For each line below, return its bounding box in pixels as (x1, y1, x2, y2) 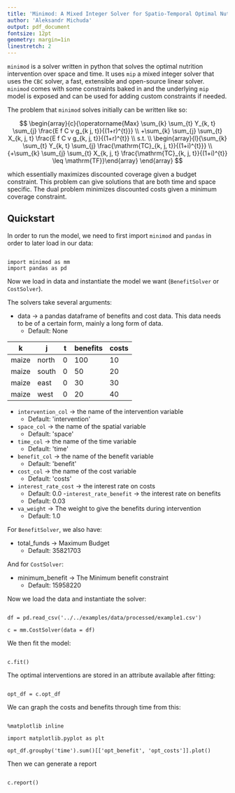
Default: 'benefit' (27, 459, 77, 467)
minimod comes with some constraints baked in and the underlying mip (7, 85, 209, 93)
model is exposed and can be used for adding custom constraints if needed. (7, 92, 227, 100)
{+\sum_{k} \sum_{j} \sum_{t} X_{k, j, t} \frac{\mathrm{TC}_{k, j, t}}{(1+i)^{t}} (7, 149, 228, 157)
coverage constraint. (7, 192, 67, 201)
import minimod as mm (7, 258, 71, 265)
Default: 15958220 (27, 580, 82, 589)
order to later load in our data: (7, 239, 93, 247)
